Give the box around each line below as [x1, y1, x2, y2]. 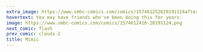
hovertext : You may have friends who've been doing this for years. [6, 14, 182, 20]
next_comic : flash [6, 25, 53, 32]
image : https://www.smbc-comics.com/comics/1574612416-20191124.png [6, 20, 182, 26]
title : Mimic [6, 36, 39, 42]
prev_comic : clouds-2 [6, 31, 61, 37]
